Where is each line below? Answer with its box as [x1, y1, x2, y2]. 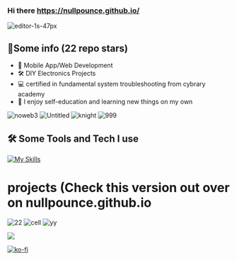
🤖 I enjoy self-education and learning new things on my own [17, 98, 193, 106]
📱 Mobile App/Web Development [17, 61, 113, 69]
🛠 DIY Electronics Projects [17, 69, 96, 78]
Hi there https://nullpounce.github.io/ [7, 6, 140, 16]
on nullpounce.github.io [7, 195, 152, 211]
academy [17, 90, 45, 98]
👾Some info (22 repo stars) [7, 42, 129, 55]
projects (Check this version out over [7, 180, 230, 196]
